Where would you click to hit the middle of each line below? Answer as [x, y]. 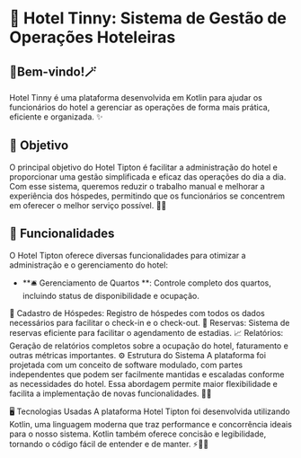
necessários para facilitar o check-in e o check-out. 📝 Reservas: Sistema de [150, 322]
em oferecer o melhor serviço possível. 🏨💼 [88, 205]
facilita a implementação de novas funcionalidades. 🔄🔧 [111, 393]
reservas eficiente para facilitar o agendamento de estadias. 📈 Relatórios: [146, 332]
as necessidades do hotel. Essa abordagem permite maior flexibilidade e [144, 383]
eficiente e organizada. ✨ [56, 117]
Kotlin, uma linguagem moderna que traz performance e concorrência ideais [150, 424]
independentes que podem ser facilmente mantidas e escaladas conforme [147, 374]
